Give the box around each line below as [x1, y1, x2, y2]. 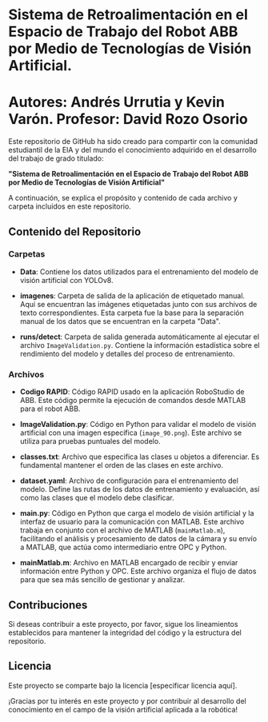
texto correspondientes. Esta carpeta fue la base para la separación [19, 308, 244, 317]
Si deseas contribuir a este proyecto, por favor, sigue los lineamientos [8, 619, 238, 628]
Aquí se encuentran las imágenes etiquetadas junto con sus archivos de [19, 299, 258, 309]
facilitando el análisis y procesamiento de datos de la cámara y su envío [19, 534, 258, 544]
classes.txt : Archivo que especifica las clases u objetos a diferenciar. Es [19, 452, 260, 461]
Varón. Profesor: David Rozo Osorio [8, 110, 248, 129]
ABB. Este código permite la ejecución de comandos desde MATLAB [19, 396, 246, 405]
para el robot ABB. [19, 404, 81, 413]
